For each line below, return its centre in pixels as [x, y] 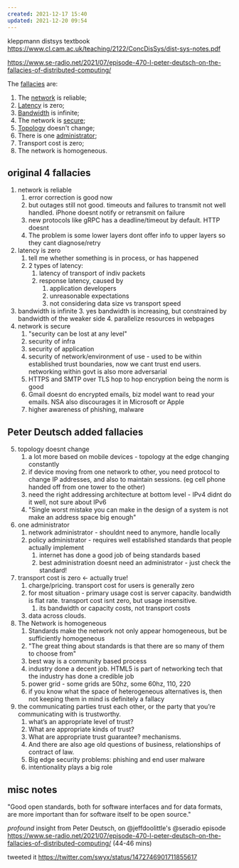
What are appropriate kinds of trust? [81, 729]
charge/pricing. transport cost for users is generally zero [111, 586]
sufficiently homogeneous [67, 639]
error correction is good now [70, 197]
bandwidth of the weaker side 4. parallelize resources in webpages [116, 319]
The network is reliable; [52, 98]
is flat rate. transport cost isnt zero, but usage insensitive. [112, 601]
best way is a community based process [87, 661]
